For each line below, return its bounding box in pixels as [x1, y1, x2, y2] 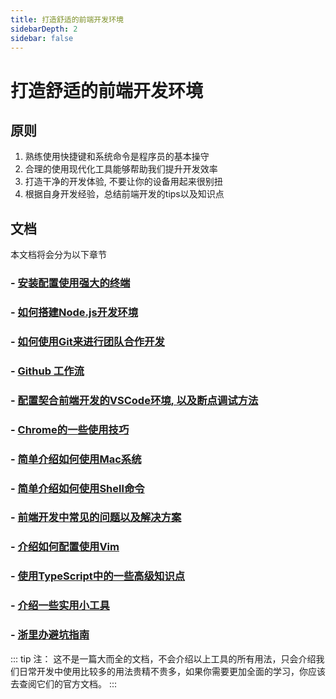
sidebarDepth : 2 [10, 24, 78, 34]
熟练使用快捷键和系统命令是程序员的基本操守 [24, 151, 210, 163]
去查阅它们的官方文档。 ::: [10, 677, 118, 690]
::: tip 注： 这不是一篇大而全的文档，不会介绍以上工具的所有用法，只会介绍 [10, 652, 317, 665]
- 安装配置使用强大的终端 [10, 276, 131, 290]
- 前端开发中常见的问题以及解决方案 [10, 511, 182, 525]
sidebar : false [10, 33, 74, 43]
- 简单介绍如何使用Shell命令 [10, 481, 145, 495]
